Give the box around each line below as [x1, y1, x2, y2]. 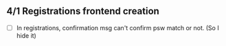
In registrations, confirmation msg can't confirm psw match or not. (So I [16, 23, 219, 32]
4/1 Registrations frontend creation [6, 5, 159, 17]
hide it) [16, 31, 37, 40]
